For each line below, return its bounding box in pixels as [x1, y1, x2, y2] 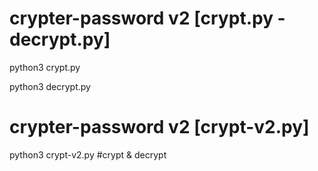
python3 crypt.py [9, 61, 81, 73]
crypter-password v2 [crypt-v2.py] [9, 116, 310, 139]
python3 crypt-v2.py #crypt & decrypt [9, 148, 167, 161]
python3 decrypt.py [9, 80, 91, 92]
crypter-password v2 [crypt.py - [9, 7, 286, 30]
